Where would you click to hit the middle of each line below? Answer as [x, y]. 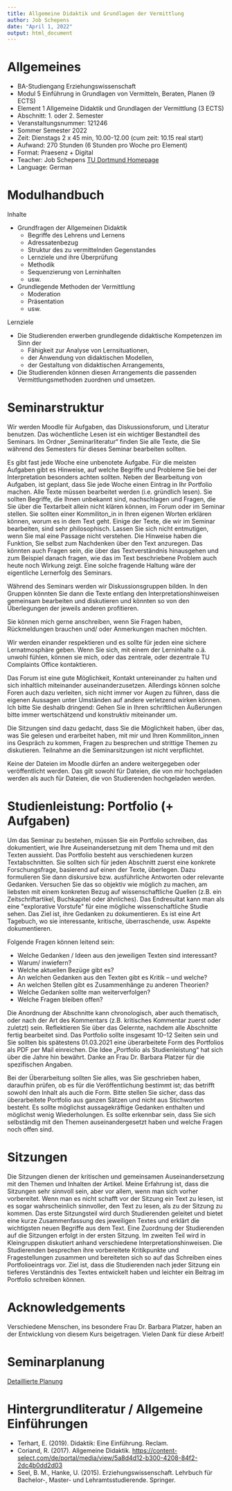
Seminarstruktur [56, 408]
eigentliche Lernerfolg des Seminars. [60, 573]
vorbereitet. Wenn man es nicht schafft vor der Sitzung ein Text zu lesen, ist [115, 1198]
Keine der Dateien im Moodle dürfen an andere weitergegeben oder [104, 764]
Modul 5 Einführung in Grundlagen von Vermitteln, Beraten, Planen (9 [116, 93]
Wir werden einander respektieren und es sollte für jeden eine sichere [107, 643]
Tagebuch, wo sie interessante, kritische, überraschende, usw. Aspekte [109, 921]
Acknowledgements [66, 1308]
